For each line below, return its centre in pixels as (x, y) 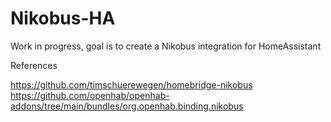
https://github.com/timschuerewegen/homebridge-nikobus (131, 84)
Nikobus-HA (63, 18)
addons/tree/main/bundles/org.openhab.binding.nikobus (127, 106)
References (34, 65)
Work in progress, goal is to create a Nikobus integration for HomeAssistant (166, 46)
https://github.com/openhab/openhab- (90, 95)
